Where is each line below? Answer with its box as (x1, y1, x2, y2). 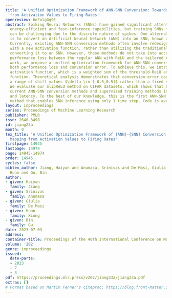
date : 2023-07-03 (5, 227, 42, 233)
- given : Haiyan (5, 179, 40, 185)
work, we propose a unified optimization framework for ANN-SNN (10, 60, 150, 65)
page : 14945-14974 (5, 151, 45, 156)
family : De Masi (10, 203, 45, 209)
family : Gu (10, 222, 33, 228)
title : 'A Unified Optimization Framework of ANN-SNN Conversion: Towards (5, 7, 168, 13)
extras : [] (5, 280, 29, 285)
